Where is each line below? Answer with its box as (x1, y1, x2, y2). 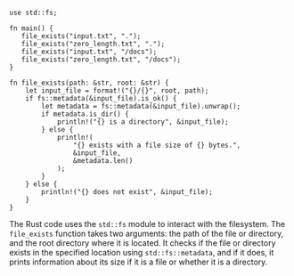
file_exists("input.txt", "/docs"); (20, 47, 158, 56)
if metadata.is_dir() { (41, 110, 129, 118)
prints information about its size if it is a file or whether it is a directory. (9, 256, 268, 267)
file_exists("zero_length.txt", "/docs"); (20, 55, 181, 64)
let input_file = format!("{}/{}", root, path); (25, 86, 209, 95)
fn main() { (9, 24, 53, 33)
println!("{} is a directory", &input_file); (56, 118, 229, 126)
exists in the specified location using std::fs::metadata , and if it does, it (9, 248, 274, 257)
